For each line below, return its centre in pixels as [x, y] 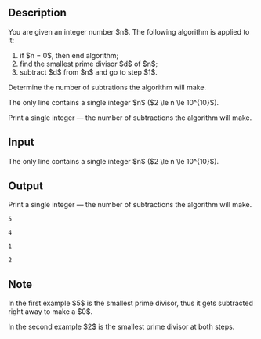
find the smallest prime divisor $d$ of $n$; [89, 64]
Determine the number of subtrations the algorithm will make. [107, 87]
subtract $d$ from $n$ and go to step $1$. [89, 72]
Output [25, 186]
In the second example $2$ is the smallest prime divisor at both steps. [121, 327]
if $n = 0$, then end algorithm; [69, 55]
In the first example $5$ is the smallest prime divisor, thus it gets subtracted [130, 303]
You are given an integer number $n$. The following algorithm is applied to [129, 31]
